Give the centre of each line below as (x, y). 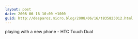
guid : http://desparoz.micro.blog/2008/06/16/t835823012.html (69, 18)
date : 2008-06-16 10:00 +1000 (36, 14)
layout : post (18, 9)
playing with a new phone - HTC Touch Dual (49, 32)
